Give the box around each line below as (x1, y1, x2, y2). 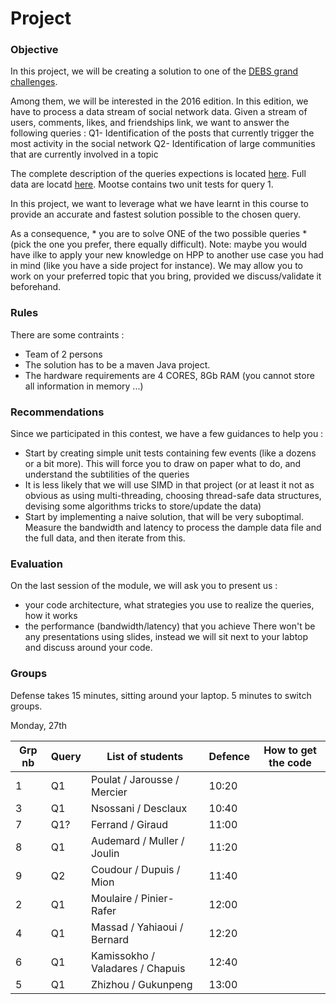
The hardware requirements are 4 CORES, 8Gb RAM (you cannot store (24, 369, 315, 381)
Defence (208, 749, 251, 763)
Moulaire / (90, 891, 139, 905)
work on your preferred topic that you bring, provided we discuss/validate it (10, 270, 322, 282)
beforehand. (10, 281, 62, 293)
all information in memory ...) (24, 380, 144, 392)
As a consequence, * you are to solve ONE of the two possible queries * (10, 228, 308, 240)
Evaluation (10, 557, 63, 571)
